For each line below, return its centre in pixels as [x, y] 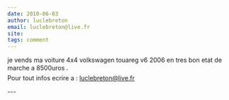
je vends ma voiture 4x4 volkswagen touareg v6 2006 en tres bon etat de [114, 60]
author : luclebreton [38, 20]
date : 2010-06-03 [33, 14]
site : [15, 33]
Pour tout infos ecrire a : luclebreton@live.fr [71, 78]
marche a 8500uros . [38, 68]
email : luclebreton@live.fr [49, 27]
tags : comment [28, 40]
